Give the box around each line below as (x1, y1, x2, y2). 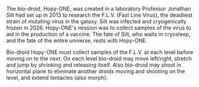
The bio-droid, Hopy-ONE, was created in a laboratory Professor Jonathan (6, 5, 191, 12)
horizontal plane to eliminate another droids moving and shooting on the (6, 68, 185, 74)
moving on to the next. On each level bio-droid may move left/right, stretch (6, 55, 192, 62)
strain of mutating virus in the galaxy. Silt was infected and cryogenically (6, 18, 187, 25)
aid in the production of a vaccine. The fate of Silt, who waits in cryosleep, (6, 31, 191, 38)
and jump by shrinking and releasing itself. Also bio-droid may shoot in (6, 61, 182, 68)
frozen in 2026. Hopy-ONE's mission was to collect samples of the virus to (6, 24, 192, 31)
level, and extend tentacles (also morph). (6, 74, 108, 81)
